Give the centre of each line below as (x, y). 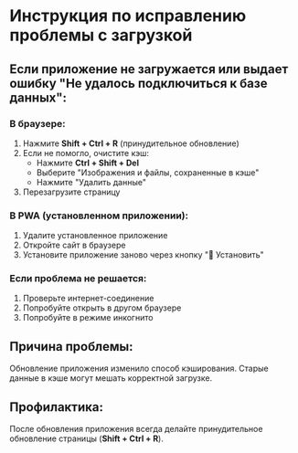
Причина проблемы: (71, 347)
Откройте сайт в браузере (74, 245)
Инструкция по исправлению (128, 16)
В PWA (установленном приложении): (99, 216)
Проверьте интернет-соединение (88, 299)
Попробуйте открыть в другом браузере (102, 308)
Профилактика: (56, 407)
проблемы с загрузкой (101, 35)
